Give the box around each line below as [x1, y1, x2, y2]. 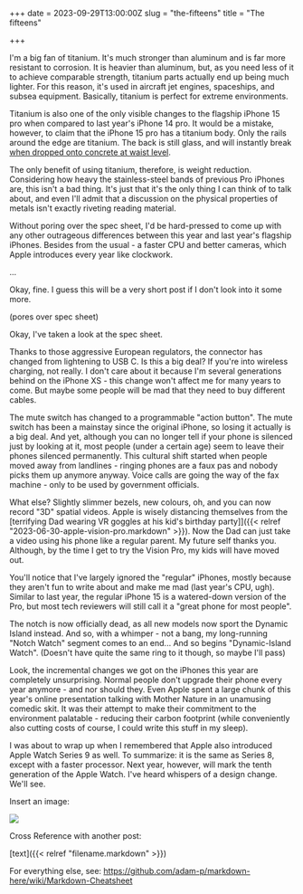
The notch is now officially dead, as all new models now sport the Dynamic [9, 619, 289, 629]
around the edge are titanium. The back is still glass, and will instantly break [9, 138, 292, 147]
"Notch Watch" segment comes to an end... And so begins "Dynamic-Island [9, 638, 292, 648]
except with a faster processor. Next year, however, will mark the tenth [9, 759, 272, 770]
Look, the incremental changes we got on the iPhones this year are [9, 665, 259, 675]
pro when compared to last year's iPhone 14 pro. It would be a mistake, [9, 118, 274, 128]
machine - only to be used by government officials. [9, 480, 200, 490]
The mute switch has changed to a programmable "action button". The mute [9, 412, 293, 423]
